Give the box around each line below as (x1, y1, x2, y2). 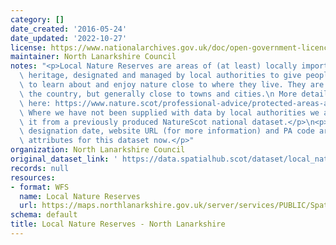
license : (10, 42, 47, 53)
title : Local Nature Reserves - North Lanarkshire (10, 219, 226, 230)
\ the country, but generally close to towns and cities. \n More (19, 89, 298, 99)
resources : (10, 172, 56, 183)
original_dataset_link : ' (10, 154, 118, 164)
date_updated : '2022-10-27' (10, 33, 128, 43)
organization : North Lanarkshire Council (10, 145, 186, 155)
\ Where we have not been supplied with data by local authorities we (19, 107, 320, 118)
